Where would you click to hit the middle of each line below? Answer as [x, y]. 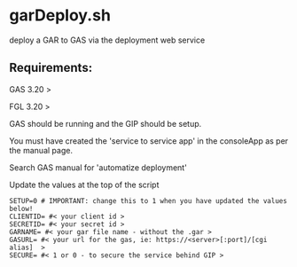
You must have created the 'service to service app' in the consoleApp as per [149, 141]
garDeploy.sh [60, 16]
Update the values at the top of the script [84, 185]
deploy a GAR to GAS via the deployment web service [107, 40]
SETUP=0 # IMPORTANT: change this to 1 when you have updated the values [148, 200]
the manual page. [41, 150]
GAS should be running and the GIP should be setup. [106, 123]
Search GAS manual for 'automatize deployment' [98, 167]
